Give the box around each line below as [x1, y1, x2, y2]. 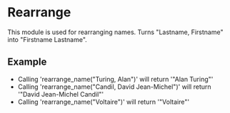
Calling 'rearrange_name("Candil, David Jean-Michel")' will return [17, 82, 212, 91]
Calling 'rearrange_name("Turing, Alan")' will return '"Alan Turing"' [17, 75, 214, 83]
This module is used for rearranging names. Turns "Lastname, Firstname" [7, 28, 224, 36]
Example [7, 56, 47, 68]
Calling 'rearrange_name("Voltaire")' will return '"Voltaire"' [17, 97, 190, 106]
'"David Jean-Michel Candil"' [17, 90, 104, 98]
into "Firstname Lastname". [7, 35, 87, 43]
